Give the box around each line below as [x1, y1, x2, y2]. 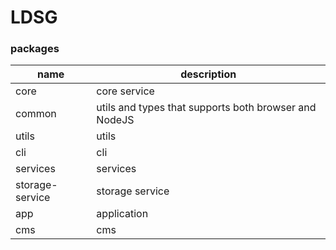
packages [10, 42, 60, 56]
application [96, 207, 149, 221]
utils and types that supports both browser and [96, 101, 317, 115]
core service [96, 84, 155, 98]
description [180, 67, 237, 81]
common [15, 107, 57, 121]
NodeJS [96, 113, 135, 127]
